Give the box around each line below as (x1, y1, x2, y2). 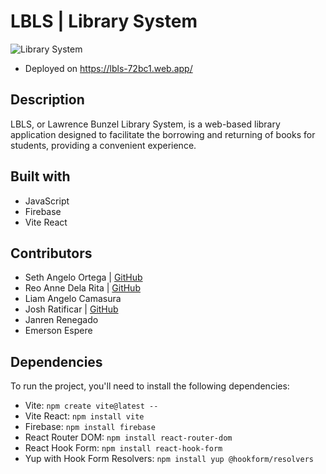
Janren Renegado (24, 314, 99, 326)
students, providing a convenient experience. (10, 139, 197, 151)
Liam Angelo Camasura (24, 293, 122, 305)
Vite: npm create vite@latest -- (24, 400, 159, 412)
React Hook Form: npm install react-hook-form (24, 442, 223, 454)
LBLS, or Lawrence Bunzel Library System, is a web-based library (10, 118, 281, 130)
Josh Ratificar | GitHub (24, 303, 119, 315)
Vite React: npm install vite (24, 410, 145, 422)
